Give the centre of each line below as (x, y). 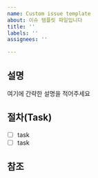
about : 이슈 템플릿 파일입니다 (45, 20)
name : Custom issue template (49, 14)
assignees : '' (28, 40)
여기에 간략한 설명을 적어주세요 (49, 93)
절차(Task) (30, 118)
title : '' (21, 26)
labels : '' (23, 33)
